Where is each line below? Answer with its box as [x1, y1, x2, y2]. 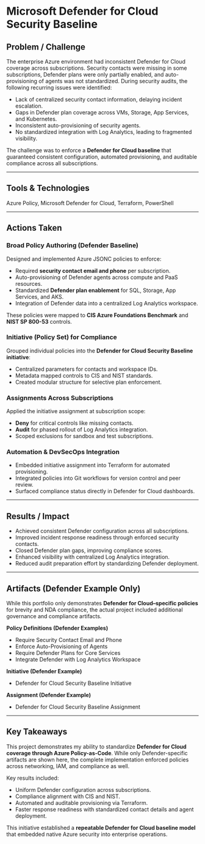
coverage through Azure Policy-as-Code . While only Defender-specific [6, 749, 188, 756]
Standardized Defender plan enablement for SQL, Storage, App [15, 286, 176, 294]
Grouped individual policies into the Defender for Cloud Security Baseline [6, 347, 193, 354]
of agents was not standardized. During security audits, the [38, 78, 188, 84]
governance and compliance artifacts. [6, 613, 102, 620]
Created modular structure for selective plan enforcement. [15, 378, 162, 386]
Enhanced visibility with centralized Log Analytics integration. [15, 553, 170, 561]
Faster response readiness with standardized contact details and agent [15, 805, 194, 813]
